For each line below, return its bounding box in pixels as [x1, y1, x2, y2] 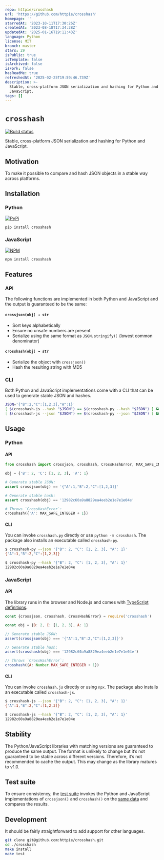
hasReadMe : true [5, 71, 38, 76]
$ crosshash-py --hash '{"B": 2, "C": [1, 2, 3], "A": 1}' [5, 560, 128, 565]
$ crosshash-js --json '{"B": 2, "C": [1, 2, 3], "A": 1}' [5, 699, 128, 704]
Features [5, 270, 33, 279]
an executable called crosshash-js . [5, 689, 76, 695]
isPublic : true [5, 52, 36, 58]
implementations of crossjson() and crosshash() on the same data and [5, 796, 148, 802]
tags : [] [5, 93, 23, 98]
